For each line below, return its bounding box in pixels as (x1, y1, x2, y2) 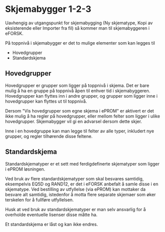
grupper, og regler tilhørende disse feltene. (5, 133, 93, 139)
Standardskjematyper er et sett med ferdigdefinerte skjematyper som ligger (5, 161, 160, 167)
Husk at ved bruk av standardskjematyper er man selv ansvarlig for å (5, 206, 146, 212)
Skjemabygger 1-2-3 (5, 3, 92, 15)
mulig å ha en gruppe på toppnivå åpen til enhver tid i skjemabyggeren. (5, 88, 151, 94)
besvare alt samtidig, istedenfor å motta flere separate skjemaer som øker (5, 191, 156, 197)
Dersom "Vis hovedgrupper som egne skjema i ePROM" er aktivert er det (5, 108, 155, 114)
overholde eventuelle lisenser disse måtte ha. (5, 212, 98, 218)
